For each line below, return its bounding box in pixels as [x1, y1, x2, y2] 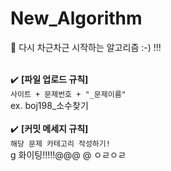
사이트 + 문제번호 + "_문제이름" [10, 89, 127, 99]
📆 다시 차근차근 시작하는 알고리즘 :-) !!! [10, 41, 162, 53]
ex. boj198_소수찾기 [10, 99, 89, 111]
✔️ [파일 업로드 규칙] [10, 73, 89, 85]
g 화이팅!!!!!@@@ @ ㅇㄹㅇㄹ [10, 148, 127, 161]
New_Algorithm [10, 7, 143, 30]
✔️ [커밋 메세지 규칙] [10, 122, 89, 134]
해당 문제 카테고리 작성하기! [10, 138, 111, 149]
